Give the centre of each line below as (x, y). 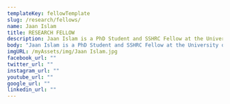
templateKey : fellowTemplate (49, 13)
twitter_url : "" (30, 64)
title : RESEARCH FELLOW (41, 32)
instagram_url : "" (33, 70)
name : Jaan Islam (32, 26)
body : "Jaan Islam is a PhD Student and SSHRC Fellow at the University (113, 45)
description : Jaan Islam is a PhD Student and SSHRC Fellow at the (105, 39)
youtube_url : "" (30, 77)
